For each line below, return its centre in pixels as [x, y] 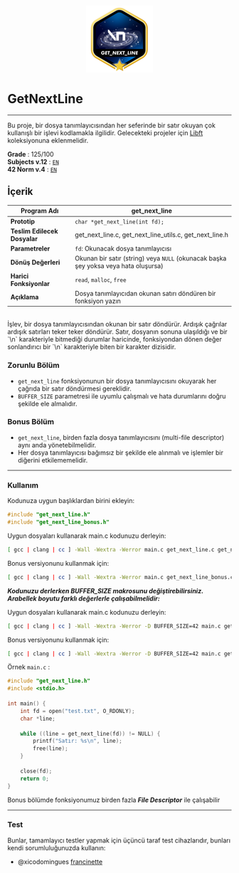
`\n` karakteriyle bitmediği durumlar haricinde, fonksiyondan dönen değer [115, 339]
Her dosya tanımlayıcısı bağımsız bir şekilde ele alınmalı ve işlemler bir [121, 453]
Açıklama [25, 297]
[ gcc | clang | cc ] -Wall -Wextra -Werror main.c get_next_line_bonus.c [121, 577]
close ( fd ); [36, 771]
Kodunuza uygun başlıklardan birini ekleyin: [71, 501]
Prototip [23, 221]
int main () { [27, 704]
